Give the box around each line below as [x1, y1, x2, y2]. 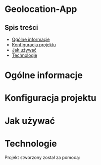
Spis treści [4, 23, 38, 32]
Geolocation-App [4, 3, 77, 15]
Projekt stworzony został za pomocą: [4, 154, 80, 160]
